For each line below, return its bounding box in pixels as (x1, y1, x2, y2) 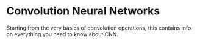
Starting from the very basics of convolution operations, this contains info (6, 24, 192, 31)
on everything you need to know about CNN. (6, 30, 119, 37)
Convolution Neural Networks (6, 4, 160, 18)
